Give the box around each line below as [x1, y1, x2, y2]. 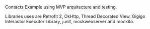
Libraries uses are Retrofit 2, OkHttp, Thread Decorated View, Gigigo [5, 14, 146, 19]
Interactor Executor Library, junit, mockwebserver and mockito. [5, 19, 135, 24]
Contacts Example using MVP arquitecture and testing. [5, 4, 117, 10]
